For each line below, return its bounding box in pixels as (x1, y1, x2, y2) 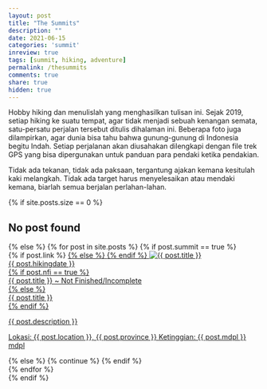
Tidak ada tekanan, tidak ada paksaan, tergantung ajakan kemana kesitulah (8, 165, 255, 175)
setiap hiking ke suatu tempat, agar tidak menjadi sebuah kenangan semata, (8, 116, 257, 126)
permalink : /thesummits (8, 64, 88, 72)
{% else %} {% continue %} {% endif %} (8, 356, 142, 366)
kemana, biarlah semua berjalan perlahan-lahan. (8, 183, 167, 192)
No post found (8, 221, 81, 234)
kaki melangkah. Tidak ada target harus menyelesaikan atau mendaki (8, 174, 235, 183)
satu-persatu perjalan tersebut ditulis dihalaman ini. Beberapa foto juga (8, 124, 241, 134)
